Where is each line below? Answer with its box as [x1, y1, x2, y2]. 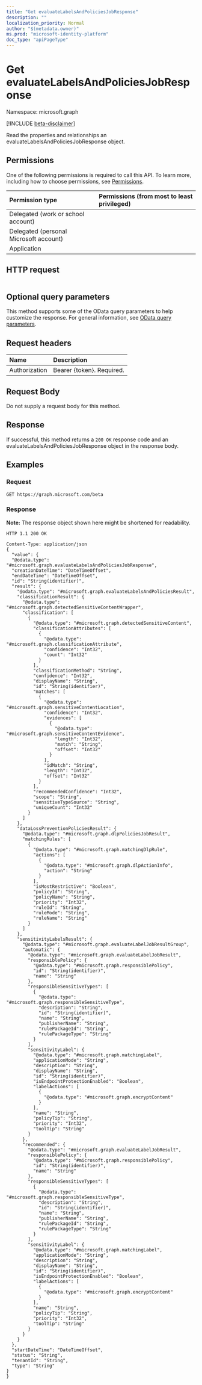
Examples [6, 460, 44, 470]
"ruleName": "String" [32, 915, 87, 921]
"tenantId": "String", [11, 1357, 69, 1363]
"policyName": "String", [32, 894, 96, 900]
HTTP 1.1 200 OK [6, 530, 47, 536]
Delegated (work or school [9, 209, 85, 218]
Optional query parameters [6, 291, 110, 302]
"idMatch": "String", [44, 762, 98, 768]
